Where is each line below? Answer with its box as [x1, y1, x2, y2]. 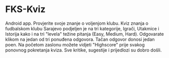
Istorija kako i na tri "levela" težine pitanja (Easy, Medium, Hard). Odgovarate [5, 31, 164, 37]
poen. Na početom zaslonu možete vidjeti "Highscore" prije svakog [5, 41, 145, 47]
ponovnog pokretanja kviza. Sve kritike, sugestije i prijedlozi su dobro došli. [5, 47, 162, 53]
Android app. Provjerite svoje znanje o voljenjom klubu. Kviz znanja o [5, 20, 149, 26]
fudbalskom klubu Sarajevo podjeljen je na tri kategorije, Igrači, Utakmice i [5, 25, 159, 31]
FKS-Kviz [5, 4, 46, 15]
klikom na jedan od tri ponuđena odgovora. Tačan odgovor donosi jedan [5, 36, 155, 42]
